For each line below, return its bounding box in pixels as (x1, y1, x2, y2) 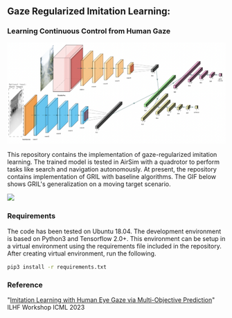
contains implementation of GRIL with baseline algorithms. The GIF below (7, 172, 217, 181)
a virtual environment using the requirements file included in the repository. (7, 242, 222, 250)
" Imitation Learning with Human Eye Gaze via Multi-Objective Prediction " (7, 295, 215, 304)
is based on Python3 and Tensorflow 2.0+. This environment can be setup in (7, 234, 226, 242)
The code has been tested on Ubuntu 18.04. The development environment (7, 227, 222, 235)
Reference (7, 280, 43, 290)
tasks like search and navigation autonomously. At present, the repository (7, 165, 217, 173)
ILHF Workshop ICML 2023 (7, 303, 85, 311)
